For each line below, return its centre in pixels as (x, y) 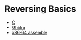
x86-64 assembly (29, 32)
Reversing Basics (40, 9)
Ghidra (18, 27)
